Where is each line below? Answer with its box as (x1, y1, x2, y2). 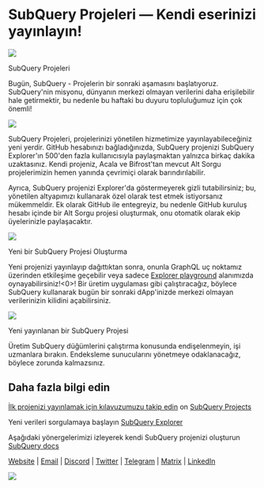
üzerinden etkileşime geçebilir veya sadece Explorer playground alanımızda (8, 270, 255, 280)
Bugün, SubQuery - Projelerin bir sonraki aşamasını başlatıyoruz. (8, 78, 219, 88)
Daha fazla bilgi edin (8, 381, 111, 395)
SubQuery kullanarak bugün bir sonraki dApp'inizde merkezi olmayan (8, 287, 234, 297)
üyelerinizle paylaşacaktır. (8, 216, 93, 226)
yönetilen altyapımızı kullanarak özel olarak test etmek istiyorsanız (8, 191, 223, 201)
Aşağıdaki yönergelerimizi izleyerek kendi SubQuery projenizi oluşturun (8, 433, 240, 442)
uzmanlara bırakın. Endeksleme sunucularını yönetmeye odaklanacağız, (8, 350, 241, 359)
